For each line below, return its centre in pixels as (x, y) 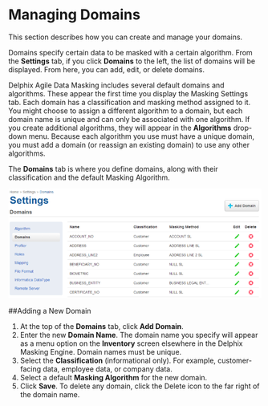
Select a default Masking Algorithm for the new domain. (114, 377)
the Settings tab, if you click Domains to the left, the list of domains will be (132, 61)
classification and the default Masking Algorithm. (89, 177)
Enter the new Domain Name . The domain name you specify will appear (139, 335)
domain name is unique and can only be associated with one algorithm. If (129, 119)
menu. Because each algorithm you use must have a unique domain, (142, 136)
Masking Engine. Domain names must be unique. (101, 351)
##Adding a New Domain (50, 311)
